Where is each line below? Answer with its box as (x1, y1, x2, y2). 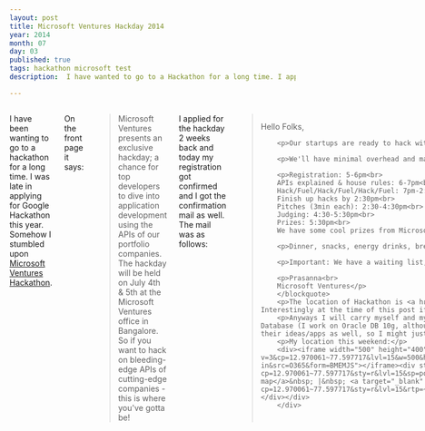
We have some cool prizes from (276, 226, 395, 235)
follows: (178, 238, 209, 250)
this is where (117, 392, 166, 404)
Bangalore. (117, 325, 159, 336)
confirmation (178, 200, 227, 211)
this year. (9, 219, 44, 230)
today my (178, 152, 214, 162)
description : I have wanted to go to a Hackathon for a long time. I (9, 73, 282, 82)
